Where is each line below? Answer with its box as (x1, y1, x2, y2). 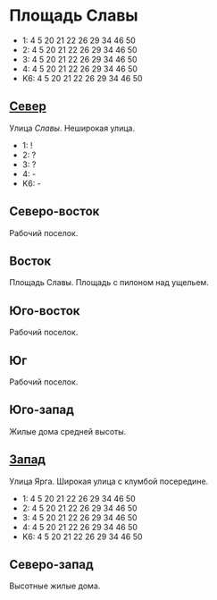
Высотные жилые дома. (9, 580, 101, 591)
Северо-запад (9, 557, 94, 572)
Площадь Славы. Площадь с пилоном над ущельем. (9, 277, 210, 288)
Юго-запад (9, 402, 74, 418)
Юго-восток (9, 303, 80, 318)
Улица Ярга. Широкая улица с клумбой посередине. (9, 476, 209, 486)
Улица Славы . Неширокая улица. (9, 123, 136, 133)
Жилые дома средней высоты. (9, 426, 127, 436)
